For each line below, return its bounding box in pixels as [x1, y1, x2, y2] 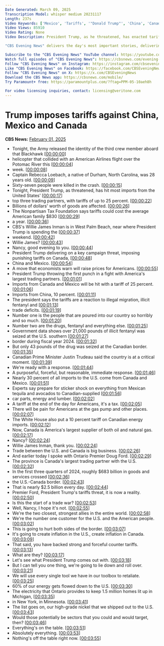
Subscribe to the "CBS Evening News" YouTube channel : [5, 52, 119, 57]
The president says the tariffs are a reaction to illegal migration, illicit [12, 297, 150, 302]
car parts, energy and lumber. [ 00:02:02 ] [12, 396, 95, 401]
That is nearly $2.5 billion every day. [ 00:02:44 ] [12, 484, 108, 490]
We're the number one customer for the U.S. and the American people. [12, 515, 155, 521]
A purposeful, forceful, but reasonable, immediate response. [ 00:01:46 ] [12, 370, 156, 375]
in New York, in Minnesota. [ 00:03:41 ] [12, 598, 88, 604]
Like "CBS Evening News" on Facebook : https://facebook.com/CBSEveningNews [5, 66, 163, 71]
